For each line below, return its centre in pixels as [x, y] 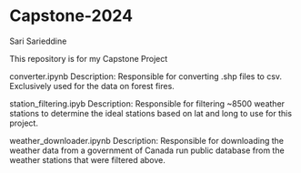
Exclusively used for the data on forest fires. [92, 86]
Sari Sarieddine [38, 41]
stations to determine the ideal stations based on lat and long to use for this [151, 113]
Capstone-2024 [71, 16]
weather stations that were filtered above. [88, 159]
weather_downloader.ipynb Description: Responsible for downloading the [147, 140]
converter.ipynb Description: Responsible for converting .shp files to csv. [146, 76]
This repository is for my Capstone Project [89, 58]
